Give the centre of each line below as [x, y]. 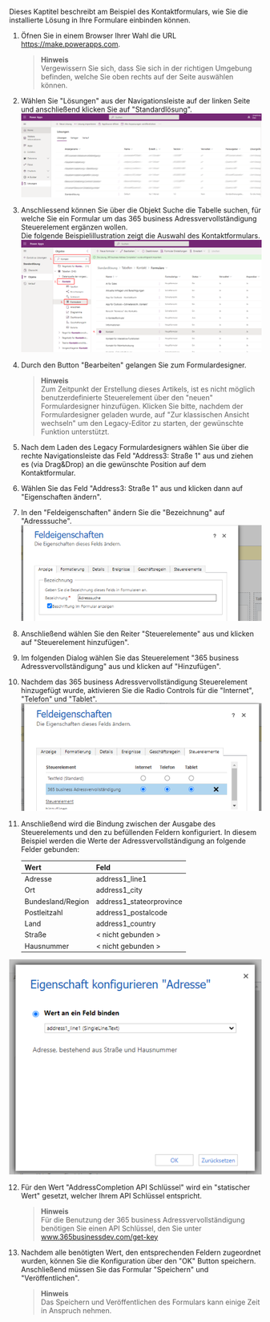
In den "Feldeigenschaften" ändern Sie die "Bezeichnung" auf [123, 513]
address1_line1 [121, 879]
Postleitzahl [44, 912]
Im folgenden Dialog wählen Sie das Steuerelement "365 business [130, 658]
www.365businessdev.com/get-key [99, 1237]
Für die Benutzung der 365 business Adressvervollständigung [143, 1219]
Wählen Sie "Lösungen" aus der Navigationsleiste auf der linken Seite [135, 101]
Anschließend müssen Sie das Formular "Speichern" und [115, 1269]
